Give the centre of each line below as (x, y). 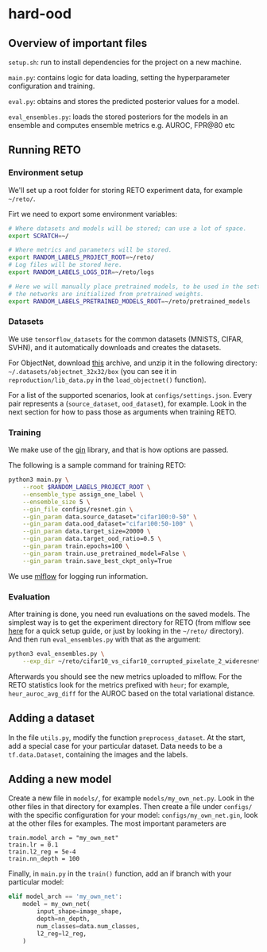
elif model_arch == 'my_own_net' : (66, 897)
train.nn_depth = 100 (44, 859)
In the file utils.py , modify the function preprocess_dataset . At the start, (127, 737)
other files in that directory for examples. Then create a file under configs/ (130, 807)
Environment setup (46, 173)
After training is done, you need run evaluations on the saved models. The (129, 614)
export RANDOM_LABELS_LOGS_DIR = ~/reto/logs (81, 272)
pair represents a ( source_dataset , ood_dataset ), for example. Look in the (128, 403)
